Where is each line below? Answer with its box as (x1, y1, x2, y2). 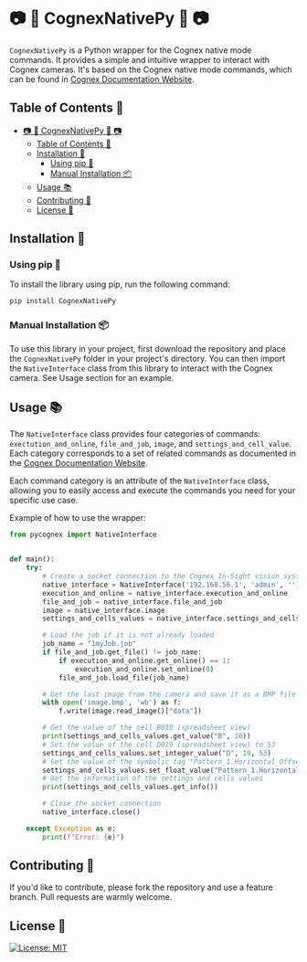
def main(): (9, 555, 55, 564)
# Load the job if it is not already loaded (42, 630, 215, 640)
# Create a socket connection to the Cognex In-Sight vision (42, 572, 281, 581)
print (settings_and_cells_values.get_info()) (42, 783, 219, 792)
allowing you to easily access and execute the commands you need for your (9, 485, 296, 496)
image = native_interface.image (42, 606, 166, 615)
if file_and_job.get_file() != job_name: (42, 648, 203, 657)
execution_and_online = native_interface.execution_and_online (42, 588, 288, 597)
